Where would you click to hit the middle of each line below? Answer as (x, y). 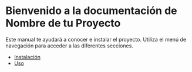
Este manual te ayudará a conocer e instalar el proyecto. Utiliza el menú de (96, 39)
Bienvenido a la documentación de (91, 11)
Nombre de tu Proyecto (63, 23)
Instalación (27, 57)
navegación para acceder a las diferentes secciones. (69, 46)
